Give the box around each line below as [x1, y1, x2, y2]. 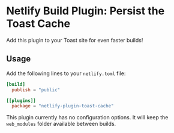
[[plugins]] [6, 97, 36, 104]
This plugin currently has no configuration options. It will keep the [6, 114, 169, 121]
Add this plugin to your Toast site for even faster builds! [6, 36, 143, 44]
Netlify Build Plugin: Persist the [6, 4, 165, 18]
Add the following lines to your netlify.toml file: [6, 70, 126, 77]
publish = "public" [11, 86, 61, 93]
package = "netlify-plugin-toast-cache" [11, 103, 114, 109]
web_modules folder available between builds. [6, 120, 116, 128]
